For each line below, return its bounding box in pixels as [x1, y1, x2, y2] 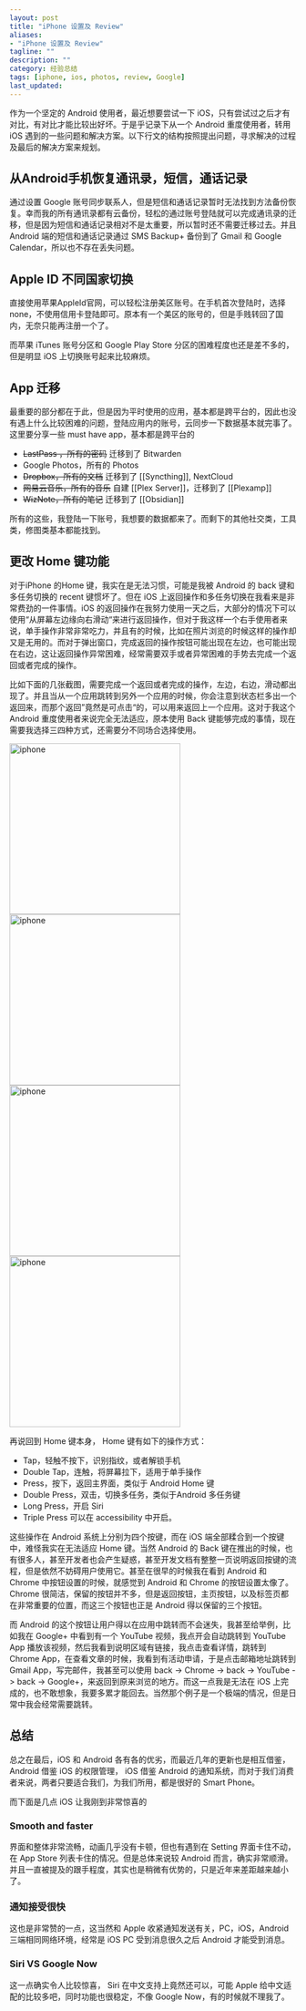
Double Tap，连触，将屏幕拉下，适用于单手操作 [22, 1466, 202, 1477]
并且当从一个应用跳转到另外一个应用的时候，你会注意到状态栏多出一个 [33, 690, 297, 701]
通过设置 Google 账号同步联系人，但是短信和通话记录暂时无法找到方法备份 [9, 197, 289, 208]
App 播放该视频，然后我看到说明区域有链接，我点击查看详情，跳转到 [9, 1642, 267, 1653]
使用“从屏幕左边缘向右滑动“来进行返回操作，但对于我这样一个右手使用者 [9, 614, 280, 624]
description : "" [9, 56, 71, 65]
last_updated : [9, 81, 64, 90]
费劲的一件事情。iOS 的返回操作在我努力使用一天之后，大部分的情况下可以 [16, 603, 297, 614]
